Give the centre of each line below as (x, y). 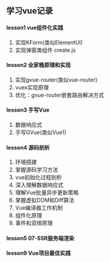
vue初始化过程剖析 (39, 177)
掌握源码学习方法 (36, 170)
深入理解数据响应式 (39, 185)
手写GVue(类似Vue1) (41, 132)
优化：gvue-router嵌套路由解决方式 (60, 95)
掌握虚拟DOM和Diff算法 (45, 200)
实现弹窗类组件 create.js (45, 50)
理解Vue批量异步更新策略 (47, 193)
